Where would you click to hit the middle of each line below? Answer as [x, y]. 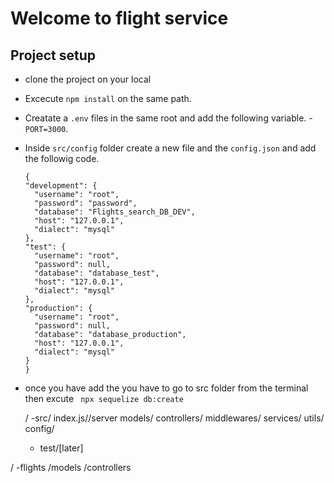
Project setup [53, 55]
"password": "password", [86, 203]
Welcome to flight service [119, 18]
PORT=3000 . [46, 128]
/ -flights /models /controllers [71, 467]
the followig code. [62, 158]
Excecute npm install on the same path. [108, 98]
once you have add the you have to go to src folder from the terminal [166, 388]
